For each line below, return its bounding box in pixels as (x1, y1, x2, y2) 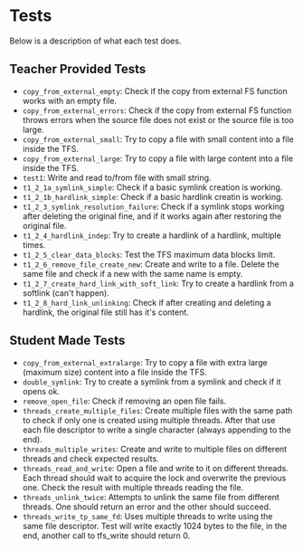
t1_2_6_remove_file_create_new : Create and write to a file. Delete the (22, 259, 279, 270)
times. (22, 239, 46, 250)
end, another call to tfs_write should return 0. (22, 530, 191, 541)
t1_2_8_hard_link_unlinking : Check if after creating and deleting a (22, 297, 271, 308)
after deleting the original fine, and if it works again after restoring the (22, 210, 282, 222)
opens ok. (22, 385, 61, 396)
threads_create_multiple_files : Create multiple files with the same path (22, 404, 293, 416)
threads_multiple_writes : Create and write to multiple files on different (22, 443, 288, 454)
